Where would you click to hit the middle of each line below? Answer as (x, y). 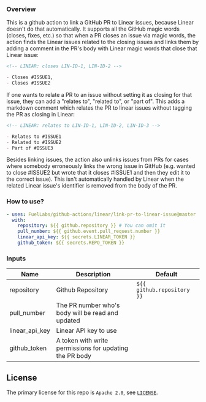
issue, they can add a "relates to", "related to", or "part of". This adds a (96, 101)
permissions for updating (92, 348)
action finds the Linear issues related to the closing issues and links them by (103, 42)
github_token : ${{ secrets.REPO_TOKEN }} (71, 243)
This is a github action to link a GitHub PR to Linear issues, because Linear (100, 23)
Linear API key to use (86, 331)
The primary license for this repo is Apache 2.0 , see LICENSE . (82, 393)
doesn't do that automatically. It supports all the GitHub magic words (93, 29)
